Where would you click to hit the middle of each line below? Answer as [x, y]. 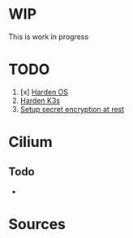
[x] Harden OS [44, 92]
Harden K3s [40, 100]
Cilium [30, 142]
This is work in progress [49, 37]
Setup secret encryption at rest [72, 109]
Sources [37, 225]
